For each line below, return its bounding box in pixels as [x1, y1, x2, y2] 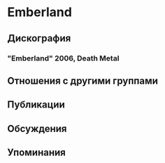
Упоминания [7, 147, 66, 159]
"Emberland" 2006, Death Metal [7, 53, 120, 63]
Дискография [7, 32, 71, 44]
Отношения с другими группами [7, 74, 159, 86]
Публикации [7, 99, 65, 111]
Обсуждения [7, 122, 67, 134]
